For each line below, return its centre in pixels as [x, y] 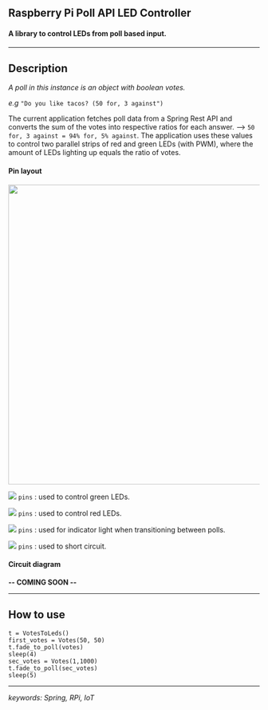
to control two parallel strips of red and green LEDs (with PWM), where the [131, 144]
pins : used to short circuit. [62, 546]
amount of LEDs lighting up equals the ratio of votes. [95, 153]
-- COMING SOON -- [43, 582]
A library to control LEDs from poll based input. [87, 33]
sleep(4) [23, 654]
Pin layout [25, 171]
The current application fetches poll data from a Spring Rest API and [120, 118]
